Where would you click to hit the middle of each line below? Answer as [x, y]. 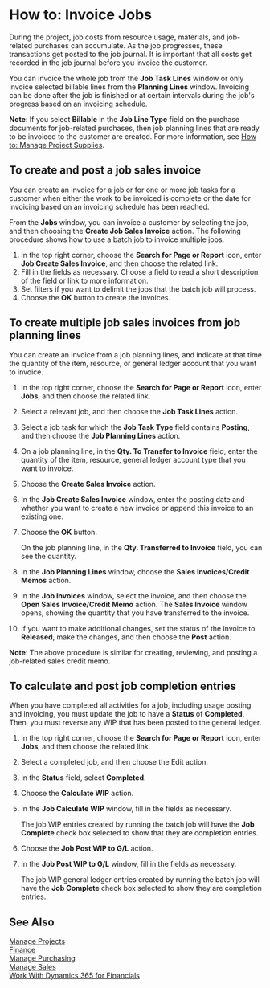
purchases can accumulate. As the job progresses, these [129, 45]
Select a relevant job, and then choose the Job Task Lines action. [129, 411]
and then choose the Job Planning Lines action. [100, 435]
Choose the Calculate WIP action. [77, 794]
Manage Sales [33, 967]
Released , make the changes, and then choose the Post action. [126, 637]
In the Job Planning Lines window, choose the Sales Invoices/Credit [135, 571]
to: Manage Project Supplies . [57, 145]
